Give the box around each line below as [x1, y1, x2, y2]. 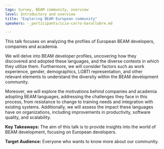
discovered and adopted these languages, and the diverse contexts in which [5, 58, 159, 64]
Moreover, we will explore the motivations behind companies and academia [5, 88, 157, 94]
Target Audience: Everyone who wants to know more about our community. [5, 139, 159, 145]
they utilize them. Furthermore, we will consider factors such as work [5, 64, 144, 69]
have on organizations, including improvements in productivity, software [5, 109, 151, 115]
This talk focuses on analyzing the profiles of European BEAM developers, [5, 39, 155, 44]
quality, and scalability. [5, 114, 51, 120]
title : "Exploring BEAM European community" [5, 16, 97, 21]
